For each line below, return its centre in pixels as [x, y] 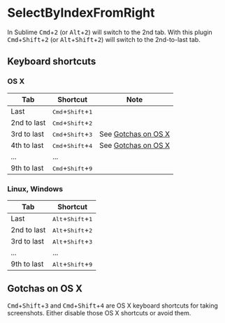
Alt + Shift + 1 [72, 218]
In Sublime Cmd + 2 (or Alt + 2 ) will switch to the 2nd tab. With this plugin [110, 32]
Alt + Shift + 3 [72, 241]
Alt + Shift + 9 [72, 264]
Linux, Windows [35, 188]
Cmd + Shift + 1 [72, 111]
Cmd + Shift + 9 [72, 167]
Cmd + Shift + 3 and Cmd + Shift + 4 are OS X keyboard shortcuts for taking [113, 306]
